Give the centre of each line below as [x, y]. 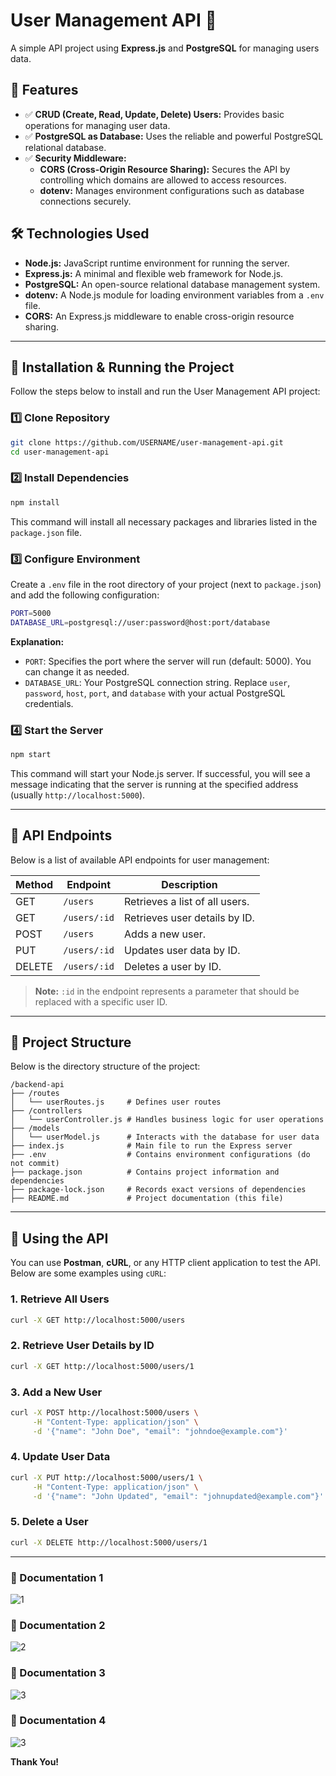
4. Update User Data [60, 1457]
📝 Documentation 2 [58, 1625]
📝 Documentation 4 [58, 1721]
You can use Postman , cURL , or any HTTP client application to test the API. [166, 1263]
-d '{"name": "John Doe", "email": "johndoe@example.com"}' [160, 1431]
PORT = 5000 [31, 613]
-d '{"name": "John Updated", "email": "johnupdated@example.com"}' [178, 1496]
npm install [35, 502]
